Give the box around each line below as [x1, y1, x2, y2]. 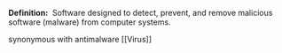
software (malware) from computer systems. [8, 17, 171, 27]
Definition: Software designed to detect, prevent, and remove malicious [8, 8, 273, 18]
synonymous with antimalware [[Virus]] [8, 34, 153, 44]
